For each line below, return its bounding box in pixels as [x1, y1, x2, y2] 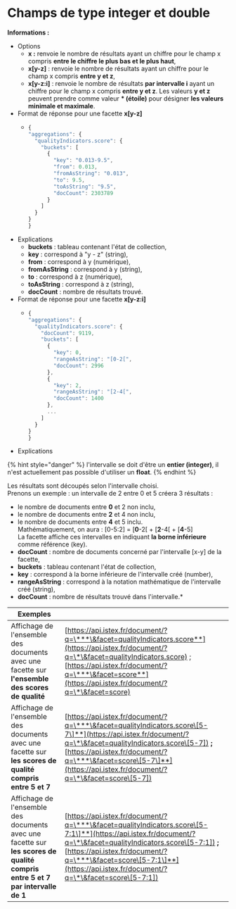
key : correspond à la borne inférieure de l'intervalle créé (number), [17, 570, 213, 579]
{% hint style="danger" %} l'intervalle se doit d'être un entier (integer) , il [7, 460, 219, 469]
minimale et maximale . [27, 101, 96, 110]
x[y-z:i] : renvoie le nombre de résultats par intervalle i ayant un [27, 79, 215, 87]
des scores [11, 683, 49, 693]
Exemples [17, 609, 51, 619]
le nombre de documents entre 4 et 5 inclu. [17, 518, 143, 526]
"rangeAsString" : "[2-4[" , [53, 389, 132, 396]
